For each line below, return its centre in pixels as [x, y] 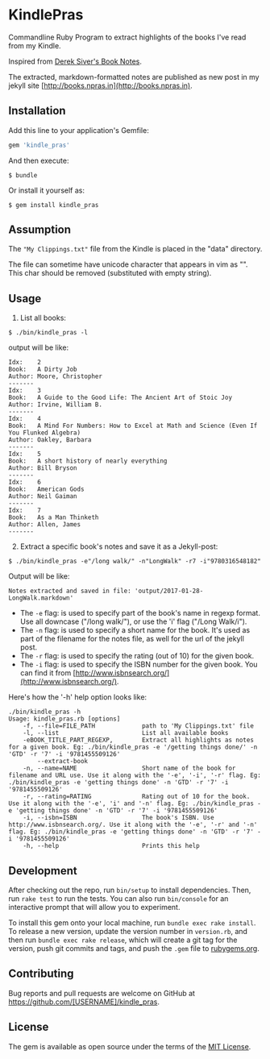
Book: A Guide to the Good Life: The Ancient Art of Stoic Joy [120, 398]
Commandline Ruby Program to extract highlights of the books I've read [127, 37]
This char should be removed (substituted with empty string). [110, 273]
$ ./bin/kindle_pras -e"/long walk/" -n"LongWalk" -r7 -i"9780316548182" [135, 562]
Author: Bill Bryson [43, 468]
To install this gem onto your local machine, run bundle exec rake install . [132, 923]
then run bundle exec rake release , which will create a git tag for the [123, 940]
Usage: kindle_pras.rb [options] [64, 719]
